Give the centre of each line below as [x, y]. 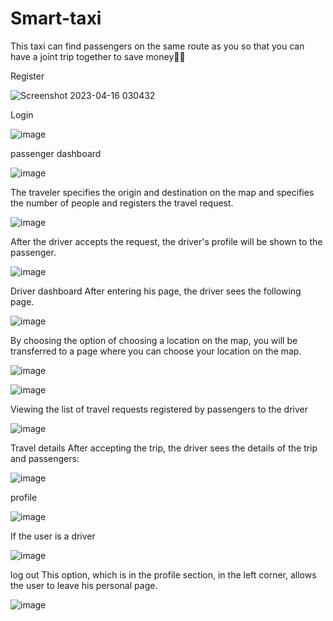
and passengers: [45, 458]
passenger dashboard [56, 153]
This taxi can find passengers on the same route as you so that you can [157, 46]
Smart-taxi [56, 18]
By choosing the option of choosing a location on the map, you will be [154, 340]
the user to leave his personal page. [84, 585]
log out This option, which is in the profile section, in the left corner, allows [163, 574]
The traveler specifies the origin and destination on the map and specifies [162, 192]
